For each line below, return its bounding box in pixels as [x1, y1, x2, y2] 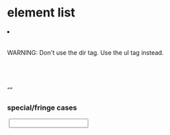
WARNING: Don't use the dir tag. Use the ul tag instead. [7, 48, 165, 56]
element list [7, 5, 75, 21]
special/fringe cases [7, 103, 77, 112]
